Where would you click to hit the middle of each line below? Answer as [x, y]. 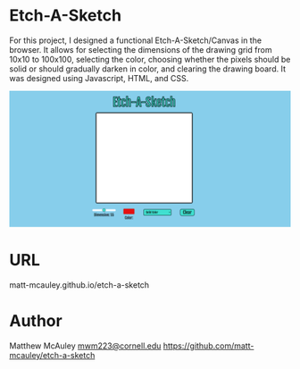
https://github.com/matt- [208, 346]
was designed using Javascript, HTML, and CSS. [99, 78]
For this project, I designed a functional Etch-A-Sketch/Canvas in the [135, 40]
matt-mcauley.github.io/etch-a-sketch [79, 285]
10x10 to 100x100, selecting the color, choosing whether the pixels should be [150, 59]
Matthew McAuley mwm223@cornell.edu [85, 346]
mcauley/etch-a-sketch [52, 355]
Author [36, 321]
